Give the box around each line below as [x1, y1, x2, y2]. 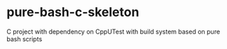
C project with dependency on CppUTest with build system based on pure [6, 27, 221, 36]
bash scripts [6, 34, 43, 43]
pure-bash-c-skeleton [6, 4, 139, 20]
